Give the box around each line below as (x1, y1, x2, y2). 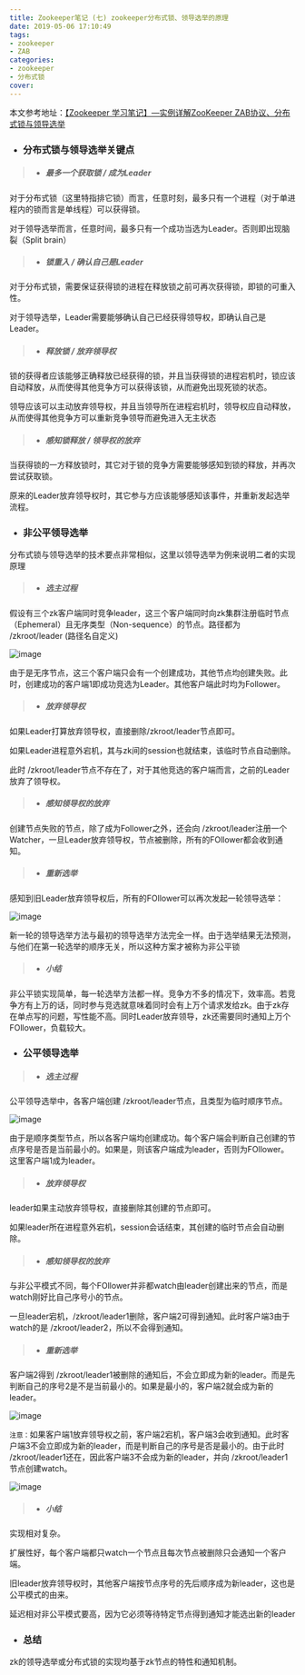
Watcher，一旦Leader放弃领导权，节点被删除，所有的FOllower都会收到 (9, 833, 275, 845)
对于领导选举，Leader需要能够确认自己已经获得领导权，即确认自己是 (9, 312, 267, 323)
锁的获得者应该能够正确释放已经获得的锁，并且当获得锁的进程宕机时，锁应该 (9, 370, 296, 382)
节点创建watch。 (9, 1463, 73, 1474)
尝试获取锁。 (9, 471, 57, 482)
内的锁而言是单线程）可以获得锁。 (16, 204, 145, 214)
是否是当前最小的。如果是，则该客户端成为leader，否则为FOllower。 (33, 1144, 290, 1155)
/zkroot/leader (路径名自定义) (9, 630, 119, 641)
